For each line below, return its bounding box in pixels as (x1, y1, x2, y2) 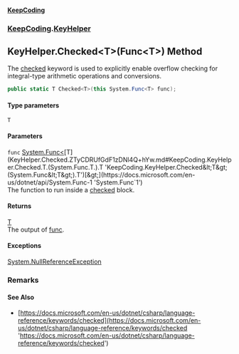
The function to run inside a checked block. (7, 185, 135, 194)
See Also (7, 293, 34, 301)
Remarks (7, 275, 39, 285)
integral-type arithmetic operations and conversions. (7, 72, 162, 80)
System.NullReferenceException (7, 257, 102, 266)
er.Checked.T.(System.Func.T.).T (7, 162, 104, 171)
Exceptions (7, 241, 41, 250)
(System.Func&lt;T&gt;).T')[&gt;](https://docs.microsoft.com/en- (7, 170, 196, 179)
